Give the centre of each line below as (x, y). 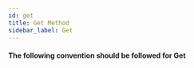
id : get (21, 15)
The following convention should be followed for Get (97, 55)
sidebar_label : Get (41, 30)
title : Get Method (39, 23)
